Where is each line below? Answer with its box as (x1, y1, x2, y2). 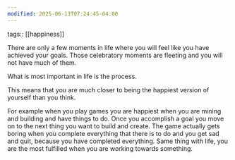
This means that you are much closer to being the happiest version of (7, 85, 210, 94)
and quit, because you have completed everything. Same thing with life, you (7, 137, 228, 145)
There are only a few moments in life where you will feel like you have (7, 43, 210, 51)
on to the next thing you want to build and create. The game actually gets (7, 121, 220, 130)
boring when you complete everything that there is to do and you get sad (7, 129, 220, 137)
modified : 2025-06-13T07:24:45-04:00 (7, 10, 119, 18)
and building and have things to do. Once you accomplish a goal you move (7, 114, 224, 123)
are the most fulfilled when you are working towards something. (7, 144, 193, 152)
